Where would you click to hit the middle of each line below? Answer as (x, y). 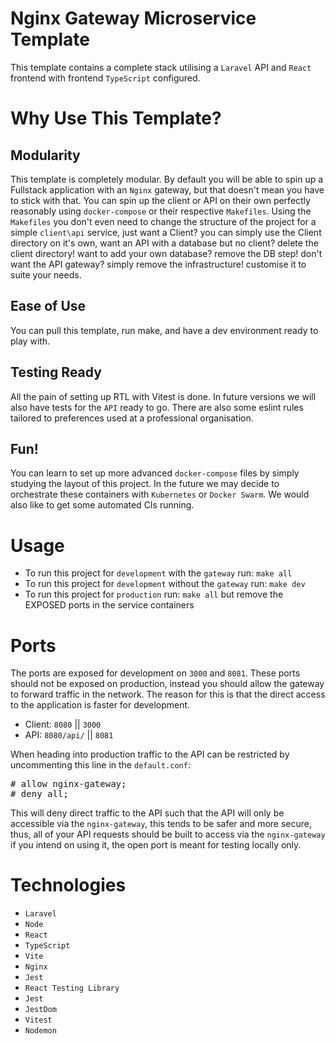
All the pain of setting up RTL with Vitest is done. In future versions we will (163, 396)
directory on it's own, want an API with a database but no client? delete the (164, 243)
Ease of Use (48, 306)
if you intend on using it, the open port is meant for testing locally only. (156, 845)
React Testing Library (72, 988)
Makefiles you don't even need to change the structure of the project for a (163, 221)
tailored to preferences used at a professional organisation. (132, 418)
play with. (30, 341)
